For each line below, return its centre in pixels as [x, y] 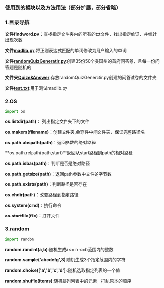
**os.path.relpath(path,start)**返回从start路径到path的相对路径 [69, 153]
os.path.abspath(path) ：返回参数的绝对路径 [50, 143]
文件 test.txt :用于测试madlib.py [36, 88]
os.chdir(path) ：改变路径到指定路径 [42, 195]
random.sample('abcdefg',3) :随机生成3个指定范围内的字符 [65, 259]
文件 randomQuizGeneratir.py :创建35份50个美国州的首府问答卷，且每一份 [80, 61]
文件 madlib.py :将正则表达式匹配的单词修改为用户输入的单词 [66, 51]
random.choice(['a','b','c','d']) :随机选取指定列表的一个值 [63, 270]
